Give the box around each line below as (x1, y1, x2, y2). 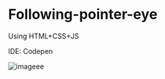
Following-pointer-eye (8, 5, 158, 23)
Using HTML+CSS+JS (8, 31, 79, 41)
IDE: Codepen (8, 46, 53, 56)
